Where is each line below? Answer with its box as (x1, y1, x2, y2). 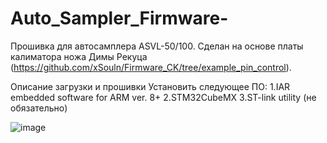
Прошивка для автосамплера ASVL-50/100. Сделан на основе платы (10, 40, 304, 52)
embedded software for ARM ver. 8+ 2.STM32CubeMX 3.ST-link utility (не (10, 91, 317, 103)
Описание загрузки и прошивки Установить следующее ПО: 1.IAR (10, 80, 291, 92)
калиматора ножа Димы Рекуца (10, 50, 148, 62)
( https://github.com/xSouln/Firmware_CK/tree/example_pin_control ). (10, 61, 292, 73)
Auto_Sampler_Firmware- (10, 7, 229, 30)
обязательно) (10, 102, 68, 114)
